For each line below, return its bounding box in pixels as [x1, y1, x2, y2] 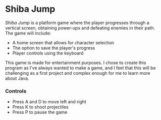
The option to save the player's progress [12, 45, 95, 51]
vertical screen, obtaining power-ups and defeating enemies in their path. [5, 25, 155, 30]
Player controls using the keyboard [12, 50, 84, 56]
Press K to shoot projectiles [12, 104, 69, 110]
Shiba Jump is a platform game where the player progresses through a [5, 20, 150, 26]
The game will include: [5, 30, 51, 36]
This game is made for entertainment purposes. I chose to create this [5, 60, 146, 65]
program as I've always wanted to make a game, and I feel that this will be [5, 65, 156, 71]
